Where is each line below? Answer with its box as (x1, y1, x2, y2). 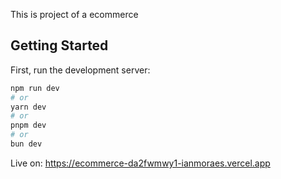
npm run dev (10, 83, 60, 93)
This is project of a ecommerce (10, 9, 139, 20)
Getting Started (10, 37, 109, 54)
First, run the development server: (10, 64, 151, 76)
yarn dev (10, 102, 47, 112)
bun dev (10, 139, 43, 149)
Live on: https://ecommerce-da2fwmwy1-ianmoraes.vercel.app (10, 157, 271, 169)
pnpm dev (10, 120, 47, 131)
